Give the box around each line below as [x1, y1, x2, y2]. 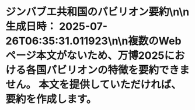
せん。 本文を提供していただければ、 [5, 78, 182, 91]
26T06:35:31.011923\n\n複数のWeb [5, 34, 182, 48]
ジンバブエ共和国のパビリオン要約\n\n [5, 5, 190, 19]
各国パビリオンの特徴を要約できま [26, 63, 190, 77]
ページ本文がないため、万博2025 [5, 49, 165, 62]
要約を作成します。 [5, 93, 97, 106]
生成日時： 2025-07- [5, 20, 108, 33]
